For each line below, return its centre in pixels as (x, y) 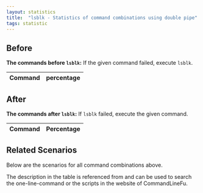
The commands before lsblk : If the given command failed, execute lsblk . (100, 63)
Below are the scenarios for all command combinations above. (84, 165)
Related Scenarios (42, 150)
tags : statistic (27, 23)
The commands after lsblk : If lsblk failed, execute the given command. (97, 114)
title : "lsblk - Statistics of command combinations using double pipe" (102, 18)
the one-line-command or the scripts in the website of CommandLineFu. (97, 183)
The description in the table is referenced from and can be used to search (99, 177)
